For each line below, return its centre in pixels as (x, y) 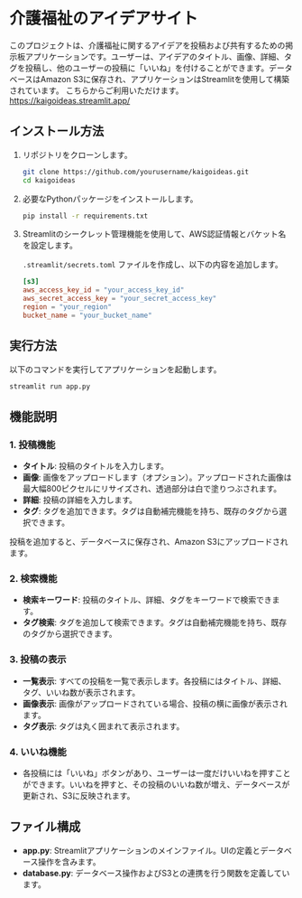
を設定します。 (50, 246)
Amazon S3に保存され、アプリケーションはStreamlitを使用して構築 (165, 79)
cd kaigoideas (49, 180)
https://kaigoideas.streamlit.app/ (70, 100)
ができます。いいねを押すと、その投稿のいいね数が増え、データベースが (156, 785)
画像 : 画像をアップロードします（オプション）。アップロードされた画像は (157, 477)
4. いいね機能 (38, 752)
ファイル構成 (45, 827)
